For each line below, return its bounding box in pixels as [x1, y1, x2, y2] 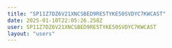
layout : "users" [7, 30, 55, 37]
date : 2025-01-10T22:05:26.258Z [7, 17, 103, 24]
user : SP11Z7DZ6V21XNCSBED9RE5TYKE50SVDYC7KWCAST [7, 23, 157, 30]
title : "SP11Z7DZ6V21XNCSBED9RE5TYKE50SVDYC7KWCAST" [7, 10, 166, 18]
